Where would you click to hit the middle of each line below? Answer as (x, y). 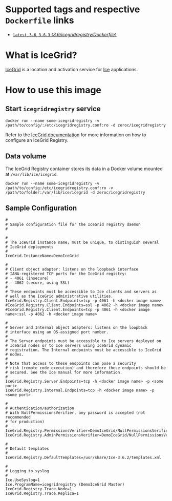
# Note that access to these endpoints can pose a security (71, 363)
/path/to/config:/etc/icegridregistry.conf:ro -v (59, 188)
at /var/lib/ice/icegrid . (31, 174)
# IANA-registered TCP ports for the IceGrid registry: (66, 274)
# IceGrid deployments (29, 247)
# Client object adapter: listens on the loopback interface (72, 269)
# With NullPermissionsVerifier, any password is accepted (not (75, 413)
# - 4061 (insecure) (27, 278)
